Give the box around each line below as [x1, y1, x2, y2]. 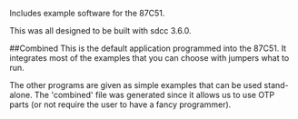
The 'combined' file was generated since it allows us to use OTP [35, 90, 275, 100]
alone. [9, 90, 34, 100]
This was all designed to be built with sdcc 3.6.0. [9, 25, 193, 35]
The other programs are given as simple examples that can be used [9, 80, 263, 90]
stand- [263, 80, 289, 90]
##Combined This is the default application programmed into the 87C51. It [9, 43, 287, 54]
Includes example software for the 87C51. [9, 8, 165, 18]
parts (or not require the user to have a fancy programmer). [9, 99, 232, 110]
